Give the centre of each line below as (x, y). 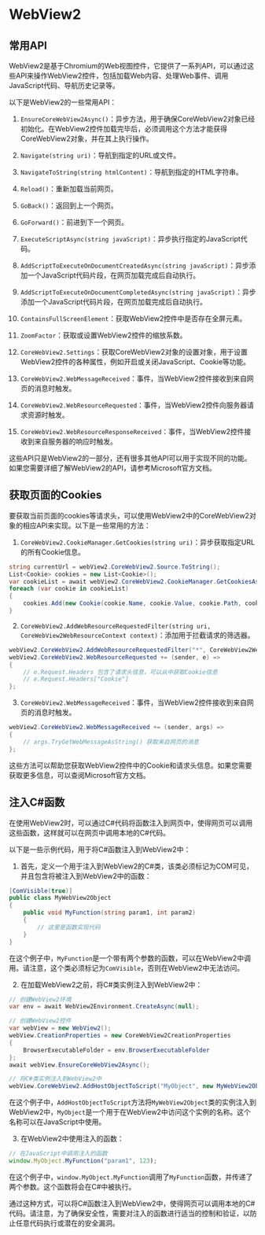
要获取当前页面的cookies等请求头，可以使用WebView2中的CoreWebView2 (129, 515)
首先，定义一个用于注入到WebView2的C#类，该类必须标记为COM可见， (137, 866)
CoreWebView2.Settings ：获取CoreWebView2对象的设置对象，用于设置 (134, 352)
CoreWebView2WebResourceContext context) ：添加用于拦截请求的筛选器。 (137, 635)
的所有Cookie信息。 (53, 551)
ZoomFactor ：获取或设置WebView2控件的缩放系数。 (103, 335)
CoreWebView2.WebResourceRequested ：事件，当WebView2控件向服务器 (134, 405)
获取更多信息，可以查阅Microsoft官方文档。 (79, 775)
